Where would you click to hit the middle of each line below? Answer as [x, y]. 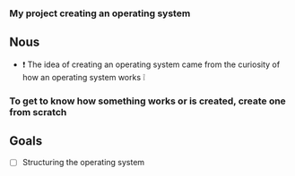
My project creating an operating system [100, 13]
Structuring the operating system [83, 163]
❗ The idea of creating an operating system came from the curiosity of [151, 64]
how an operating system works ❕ [84, 77]
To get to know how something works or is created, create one [148, 101]
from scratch [38, 112]
